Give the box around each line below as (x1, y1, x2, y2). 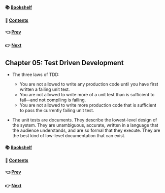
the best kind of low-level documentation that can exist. (12, 133, 126, 139)
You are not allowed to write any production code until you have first (19, 81, 159, 87)
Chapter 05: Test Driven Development (5, 58, 124, 67)
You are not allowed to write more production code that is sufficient (19, 102, 157, 108)
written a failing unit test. (19, 86, 70, 92)
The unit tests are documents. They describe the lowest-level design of (12, 117, 158, 123)
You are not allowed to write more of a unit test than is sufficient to (19, 92, 155, 98)
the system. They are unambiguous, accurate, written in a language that (12, 122, 159, 128)
